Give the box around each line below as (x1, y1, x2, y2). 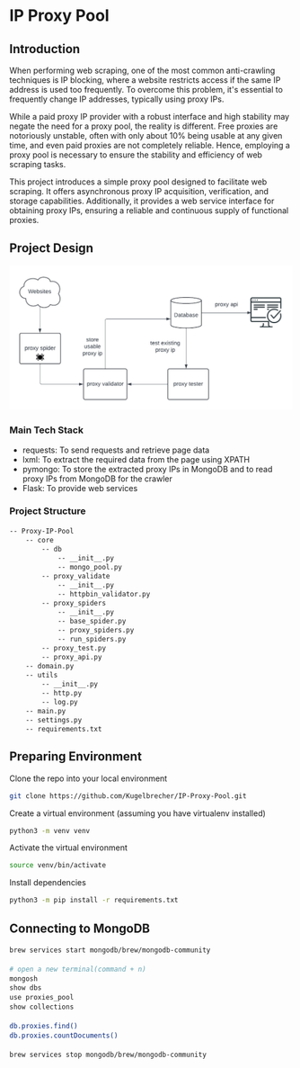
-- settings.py (25, 715, 83, 724)
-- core (25, 535, 54, 544)
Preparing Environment (9, 749, 142, 765)
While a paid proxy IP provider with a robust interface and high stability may (9, 112, 290, 121)
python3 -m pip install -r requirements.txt (9, 896, 179, 905)
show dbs (9, 983, 42, 992)
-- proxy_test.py (41, 643, 106, 652)
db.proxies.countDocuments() (9, 1031, 119, 1040)
